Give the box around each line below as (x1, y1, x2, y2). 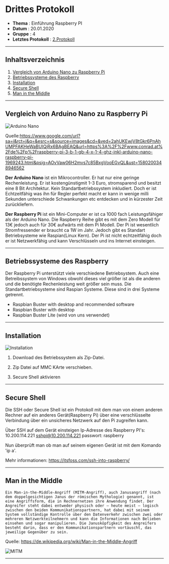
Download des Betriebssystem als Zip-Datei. (12, 355, 105, 361)
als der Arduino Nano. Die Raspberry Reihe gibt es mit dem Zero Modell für (5, 216, 160, 222)
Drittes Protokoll (5, 4, 74, 15)
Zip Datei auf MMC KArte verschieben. (12, 364, 93, 370)
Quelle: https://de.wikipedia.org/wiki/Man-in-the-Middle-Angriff (5, 538, 137, 544)
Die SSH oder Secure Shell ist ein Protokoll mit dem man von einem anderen (5, 407, 162, 413)
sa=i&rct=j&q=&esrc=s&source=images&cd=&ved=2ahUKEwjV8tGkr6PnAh (5, 138, 161, 144)
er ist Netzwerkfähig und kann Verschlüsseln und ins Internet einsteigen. (5, 237, 156, 244)
